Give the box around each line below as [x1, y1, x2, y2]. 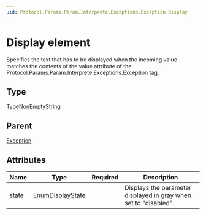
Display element [6, 35, 91, 49]
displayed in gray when [124, 191, 191, 200]
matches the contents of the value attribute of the [6, 62, 132, 69]
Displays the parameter [124, 184, 192, 192]
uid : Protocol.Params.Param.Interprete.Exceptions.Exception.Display [6, 9, 188, 15]
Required [91, 173, 119, 181]
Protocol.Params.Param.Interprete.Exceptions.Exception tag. [6, 69, 159, 76]
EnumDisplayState [32, 191, 86, 200]
